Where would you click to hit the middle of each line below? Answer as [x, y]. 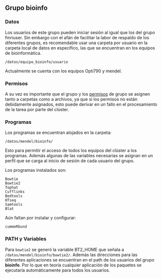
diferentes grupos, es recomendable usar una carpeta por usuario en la [76, 43]
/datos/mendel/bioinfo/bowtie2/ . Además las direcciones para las [71, 255]
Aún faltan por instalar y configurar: [40, 218]
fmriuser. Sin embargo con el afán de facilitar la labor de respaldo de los [77, 37]
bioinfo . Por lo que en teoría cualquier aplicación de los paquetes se [73, 265]
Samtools [14, 205]
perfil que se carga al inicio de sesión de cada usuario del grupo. [70, 161]
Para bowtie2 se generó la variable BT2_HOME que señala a [65, 249]
